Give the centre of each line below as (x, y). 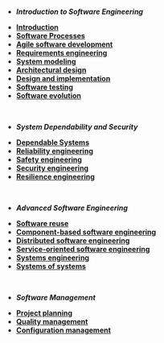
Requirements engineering (61, 53)
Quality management (52, 322)
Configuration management (63, 330)
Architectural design (51, 70)
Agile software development (64, 44)
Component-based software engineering (86, 232)
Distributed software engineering (73, 240)
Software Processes (51, 36)
